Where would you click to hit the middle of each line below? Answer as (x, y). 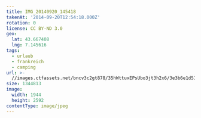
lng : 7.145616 (29, 45)
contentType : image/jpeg (37, 106)
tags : (13, 51)
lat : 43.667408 (31, 39)
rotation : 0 (21, 23)
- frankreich (28, 61)
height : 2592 (28, 100)
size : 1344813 (24, 84)
